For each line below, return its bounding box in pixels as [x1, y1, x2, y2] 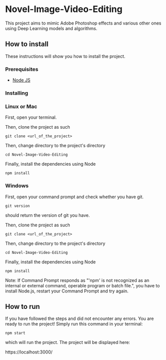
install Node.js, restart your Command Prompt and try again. [5, 288, 129, 294]
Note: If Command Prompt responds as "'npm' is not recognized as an [5, 277, 150, 283]
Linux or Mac [5, 103, 37, 110]
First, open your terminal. [5, 114, 57, 121]
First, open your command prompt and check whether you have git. [5, 194, 144, 200]
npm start [5, 330, 26, 336]
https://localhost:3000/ [5, 349, 53, 355]
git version [5, 203, 30, 208]
